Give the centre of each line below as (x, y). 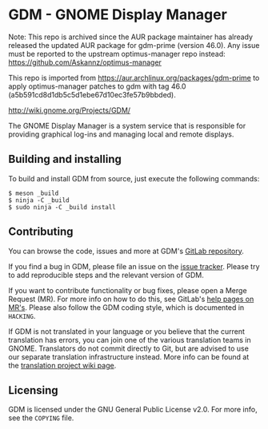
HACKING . (22, 316)
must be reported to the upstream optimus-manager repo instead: (117, 54)
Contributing (41, 232)
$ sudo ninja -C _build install (62, 207)
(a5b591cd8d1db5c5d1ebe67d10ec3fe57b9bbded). (92, 94)
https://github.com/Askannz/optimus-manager (85, 62)
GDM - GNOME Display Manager (118, 15)
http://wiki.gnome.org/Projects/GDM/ (69, 110)
